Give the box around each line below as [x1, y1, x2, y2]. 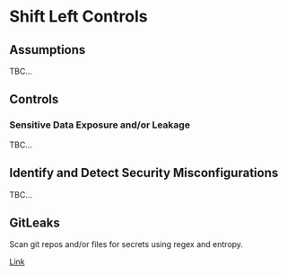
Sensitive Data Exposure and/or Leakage [9, 119, 191, 131]
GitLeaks [9, 215, 60, 230]
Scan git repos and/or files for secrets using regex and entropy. [9, 239, 244, 250]
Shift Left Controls [9, 6, 148, 27]
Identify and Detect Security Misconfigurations [9, 165, 279, 181]
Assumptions [9, 42, 86, 58]
